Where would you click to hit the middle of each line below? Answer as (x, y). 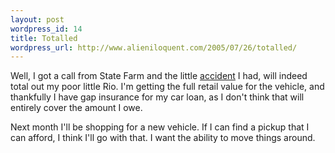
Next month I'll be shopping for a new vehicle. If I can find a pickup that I (160, 127)
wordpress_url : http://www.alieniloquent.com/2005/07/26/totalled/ (154, 47)
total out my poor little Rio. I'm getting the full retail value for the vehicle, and (167, 87)
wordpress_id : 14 (46, 29)
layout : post (37, 19)
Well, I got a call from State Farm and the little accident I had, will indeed (159, 76)
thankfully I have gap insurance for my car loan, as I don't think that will (157, 97)
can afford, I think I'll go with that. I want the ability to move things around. (163, 138)
